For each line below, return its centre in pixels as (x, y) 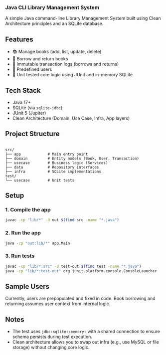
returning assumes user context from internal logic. (58, 304)
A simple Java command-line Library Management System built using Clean (83, 18)
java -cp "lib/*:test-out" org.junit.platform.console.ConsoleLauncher (81, 271)
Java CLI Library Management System (52, 7)
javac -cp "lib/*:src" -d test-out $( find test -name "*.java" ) (73, 266)
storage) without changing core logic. (51, 348)
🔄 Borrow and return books (40, 59)
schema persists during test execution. (52, 337)
